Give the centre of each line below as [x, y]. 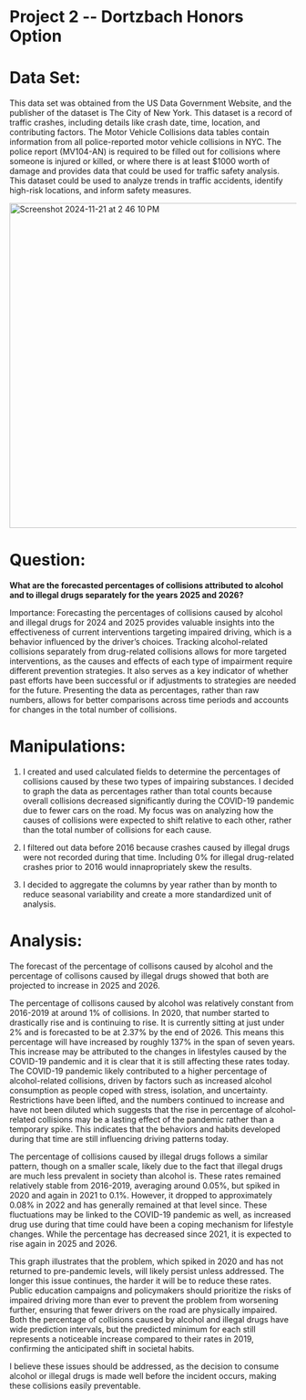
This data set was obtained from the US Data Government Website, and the [151, 103]
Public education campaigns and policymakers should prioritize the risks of [150, 1290]
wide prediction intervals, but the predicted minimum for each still [133, 1329]
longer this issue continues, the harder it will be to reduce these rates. [140, 1281]
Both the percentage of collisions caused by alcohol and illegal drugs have [149, 1319]
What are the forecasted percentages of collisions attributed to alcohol [147, 586]
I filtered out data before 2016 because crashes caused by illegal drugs [156, 847]
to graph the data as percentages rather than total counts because [148, 791]
